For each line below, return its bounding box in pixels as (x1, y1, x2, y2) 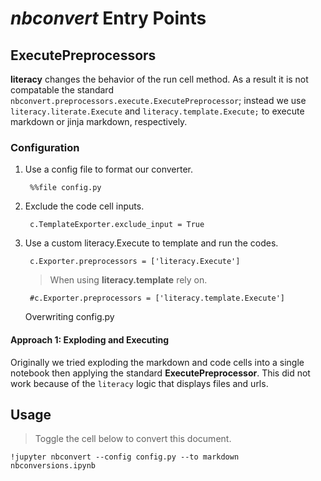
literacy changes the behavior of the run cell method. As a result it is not (10, 73, 309, 85)
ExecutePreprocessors (10, 47, 157, 64)
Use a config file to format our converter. (24, 163, 194, 176)
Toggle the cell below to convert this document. (34, 433, 232, 445)
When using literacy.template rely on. (49, 274, 208, 286)
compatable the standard (10, 84, 114, 96)
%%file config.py (29, 183, 102, 193)
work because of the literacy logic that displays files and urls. (10, 377, 269, 389)
